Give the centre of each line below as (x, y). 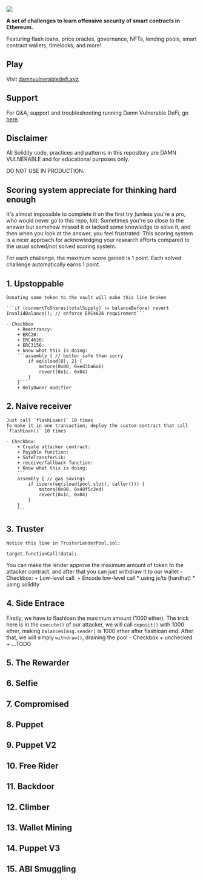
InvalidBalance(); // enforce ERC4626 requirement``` (76, 314)
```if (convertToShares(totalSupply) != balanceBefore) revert (88, 308)
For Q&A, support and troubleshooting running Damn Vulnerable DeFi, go (98, 113)
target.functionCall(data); (42, 554)
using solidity (23, 584)
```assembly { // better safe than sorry (70, 356)
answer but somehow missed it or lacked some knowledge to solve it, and (98, 227)
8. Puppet (25, 725)
